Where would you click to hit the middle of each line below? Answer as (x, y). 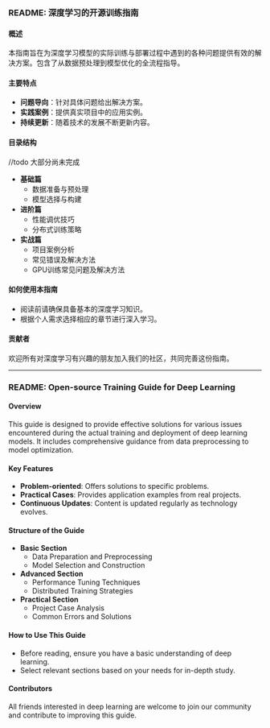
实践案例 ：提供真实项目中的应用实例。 (83, 112)
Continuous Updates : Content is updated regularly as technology (129, 503)
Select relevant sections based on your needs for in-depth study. (127, 670)
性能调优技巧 (53, 219)
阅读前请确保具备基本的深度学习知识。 (83, 308)
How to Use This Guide (47, 635)
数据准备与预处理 (60, 189)
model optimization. (41, 450)
